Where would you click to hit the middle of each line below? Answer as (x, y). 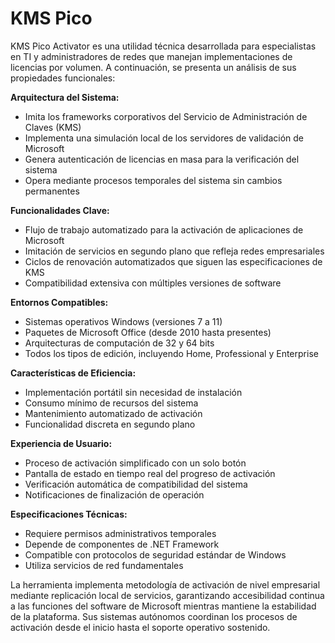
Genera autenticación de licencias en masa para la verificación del (162, 159)
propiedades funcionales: (63, 78)
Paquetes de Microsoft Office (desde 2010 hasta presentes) (148, 332)
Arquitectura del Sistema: (65, 97)
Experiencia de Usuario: (61, 443)
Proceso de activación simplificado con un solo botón (135, 463)
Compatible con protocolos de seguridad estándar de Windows (155, 554)
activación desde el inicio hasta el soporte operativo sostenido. (140, 627)
